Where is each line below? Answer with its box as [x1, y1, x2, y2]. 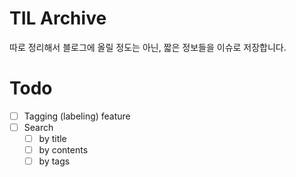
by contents [38, 144, 89, 156]
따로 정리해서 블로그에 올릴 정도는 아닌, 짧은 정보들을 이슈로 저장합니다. [9, 41, 287, 53]
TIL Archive [9, 7, 107, 30]
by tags [38, 155, 71, 167]
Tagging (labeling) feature [23, 110, 131, 122]
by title [38, 133, 67, 144]
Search [23, 121, 54, 133]
